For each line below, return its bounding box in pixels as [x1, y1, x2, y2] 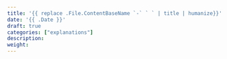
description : [7, 35, 45, 42]
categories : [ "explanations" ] [7, 28, 94, 36]
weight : [7, 41, 29, 48]
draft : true [7, 22, 41, 29]
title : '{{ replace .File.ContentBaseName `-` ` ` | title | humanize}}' [7, 9, 223, 17]
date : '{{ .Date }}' [7, 16, 67, 23]
